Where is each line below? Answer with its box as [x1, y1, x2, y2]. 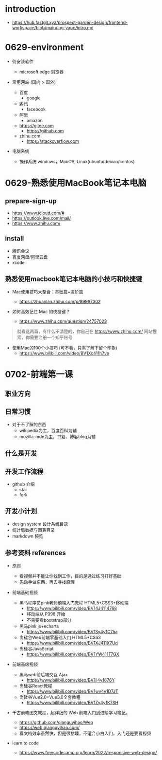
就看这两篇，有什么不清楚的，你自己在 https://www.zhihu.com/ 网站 [16, 328, 153, 334]
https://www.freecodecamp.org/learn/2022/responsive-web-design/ [19, 749, 157, 755]
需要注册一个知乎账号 [30, 334, 73, 340]
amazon [26, 117, 43, 123]
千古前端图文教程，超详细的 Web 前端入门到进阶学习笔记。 [12, 709, 130, 715]
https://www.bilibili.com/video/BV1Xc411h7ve [19, 350, 109, 356]
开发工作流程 [5, 467, 44, 476]
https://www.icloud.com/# [12, 210, 65, 216]
